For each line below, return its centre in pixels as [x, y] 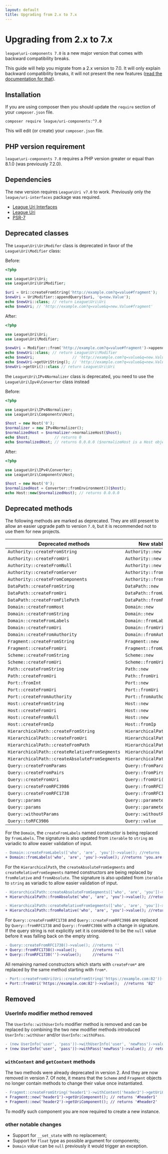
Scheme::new [139, 655]
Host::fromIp [141, 724]
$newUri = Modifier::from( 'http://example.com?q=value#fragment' [74, 348]
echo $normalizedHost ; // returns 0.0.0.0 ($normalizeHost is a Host [79, 442]
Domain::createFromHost [36, 607]
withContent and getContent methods [50, 1062]
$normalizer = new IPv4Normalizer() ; [44, 428]
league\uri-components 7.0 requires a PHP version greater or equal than [79, 159]
